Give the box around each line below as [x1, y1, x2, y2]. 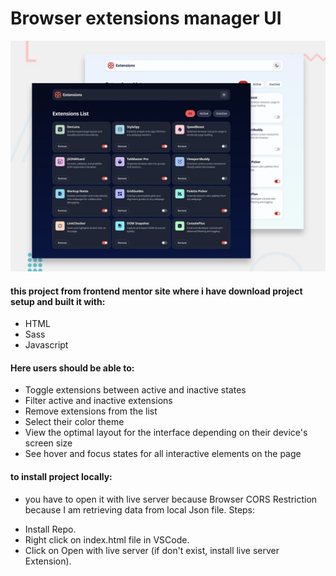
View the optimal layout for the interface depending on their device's [24, 427, 308, 439]
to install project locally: [10, 471, 113, 483]
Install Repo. [24, 523, 77, 535]
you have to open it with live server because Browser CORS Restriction [24, 493, 318, 505]
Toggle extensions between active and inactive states [24, 384, 247, 396]
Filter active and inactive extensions [24, 395, 173, 407]
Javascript [24, 339, 69, 351]
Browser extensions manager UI [10, 7, 282, 30]
